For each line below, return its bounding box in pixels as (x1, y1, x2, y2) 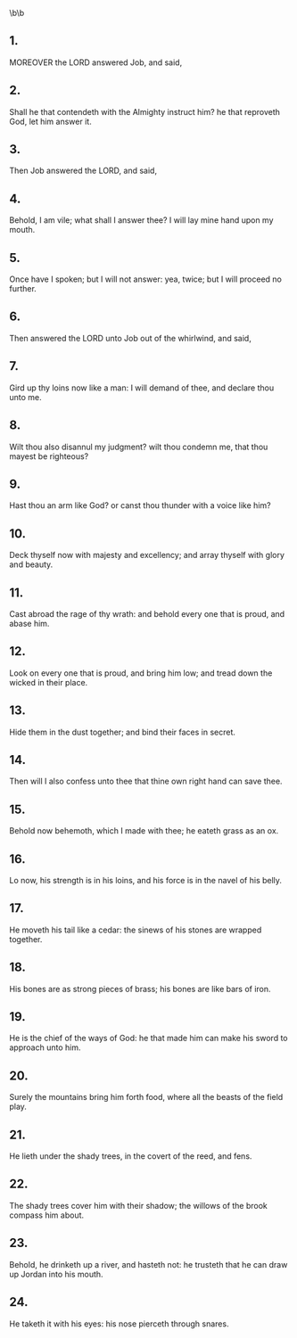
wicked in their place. (9, 677, 88, 687)
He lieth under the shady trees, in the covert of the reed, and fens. (9, 1151, 252, 1162)
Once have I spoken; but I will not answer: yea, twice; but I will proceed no (9, 274, 283, 284)
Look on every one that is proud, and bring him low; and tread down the (9, 668, 273, 678)
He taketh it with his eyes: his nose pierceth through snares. (9, 1318, 229, 1329)
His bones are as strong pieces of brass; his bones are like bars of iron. (9, 983, 271, 994)
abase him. (9, 618, 50, 628)
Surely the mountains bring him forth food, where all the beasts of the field (9, 1092, 284, 1103)
